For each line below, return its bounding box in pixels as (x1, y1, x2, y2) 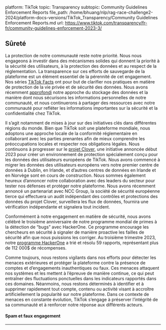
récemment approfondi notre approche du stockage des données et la (5, 89, 148, 95)
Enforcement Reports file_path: (5, 9, 68, 15)
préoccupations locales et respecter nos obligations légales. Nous (5, 141, 140, 147)
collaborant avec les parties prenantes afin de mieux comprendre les (5, 135, 145, 141)
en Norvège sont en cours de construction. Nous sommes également (5, 172, 146, 178)
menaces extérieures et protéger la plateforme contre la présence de (5, 259, 146, 266)
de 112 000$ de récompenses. (5, 245, 67, 251)
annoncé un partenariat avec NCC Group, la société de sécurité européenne (5, 188, 160, 194)
